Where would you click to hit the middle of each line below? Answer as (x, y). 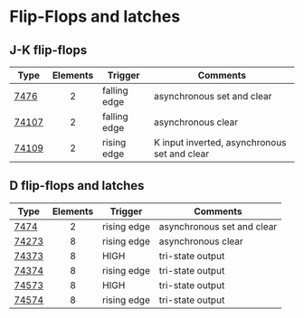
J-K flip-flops (48, 50)
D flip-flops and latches (77, 186)
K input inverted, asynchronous (220, 142)
